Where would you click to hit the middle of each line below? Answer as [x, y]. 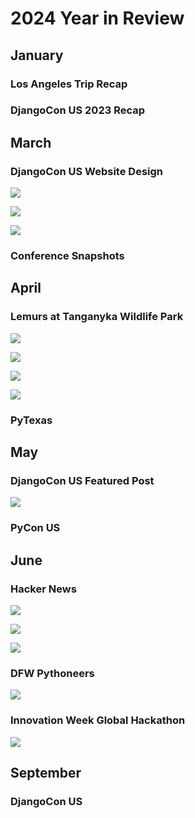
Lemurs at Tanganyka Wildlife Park [97, 317]
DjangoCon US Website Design [86, 171]
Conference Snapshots [67, 256]
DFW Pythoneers [52, 673]
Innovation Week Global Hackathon [98, 720]
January [37, 55]
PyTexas [31, 420]
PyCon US [35, 528]
